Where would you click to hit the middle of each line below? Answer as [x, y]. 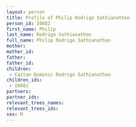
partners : [19, 92]
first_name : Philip [31, 29]
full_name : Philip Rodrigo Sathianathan [59, 40]
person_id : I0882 [28, 23]
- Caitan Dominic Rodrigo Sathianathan [60, 74]
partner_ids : [23, 97]
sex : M [15, 114]
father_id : [20, 63]
